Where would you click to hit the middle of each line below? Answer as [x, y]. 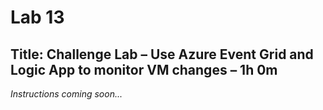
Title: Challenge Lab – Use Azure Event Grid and [162, 54]
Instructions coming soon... [66, 94]
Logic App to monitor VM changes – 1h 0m [144, 69]
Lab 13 [37, 17]
